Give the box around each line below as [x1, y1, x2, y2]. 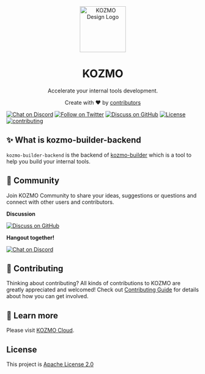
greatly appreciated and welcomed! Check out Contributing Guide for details [6, 286, 199, 293]
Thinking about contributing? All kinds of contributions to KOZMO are [6, 280, 181, 287]
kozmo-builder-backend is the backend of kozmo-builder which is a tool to [6, 151, 192, 159]
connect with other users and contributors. [6, 198, 114, 206]
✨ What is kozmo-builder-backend [6, 135, 142, 146]
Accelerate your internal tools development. [48, 87, 158, 94]
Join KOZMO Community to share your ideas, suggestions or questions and [6, 192, 197, 199]
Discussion [6, 210, 35, 217]
